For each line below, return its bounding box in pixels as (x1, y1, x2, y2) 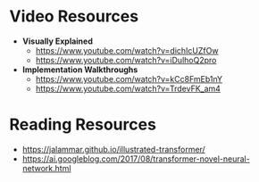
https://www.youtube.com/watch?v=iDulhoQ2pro (35, 54, 217, 65)
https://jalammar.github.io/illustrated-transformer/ (21, 144, 205, 154)
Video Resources (9, 6, 139, 27)
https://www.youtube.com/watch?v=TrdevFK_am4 (35, 83, 221, 94)
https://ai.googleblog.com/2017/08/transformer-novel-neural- (21, 153, 250, 164)
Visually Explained (21, 36, 94, 46)
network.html (21, 162, 71, 173)
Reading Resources (9, 114, 156, 135)
